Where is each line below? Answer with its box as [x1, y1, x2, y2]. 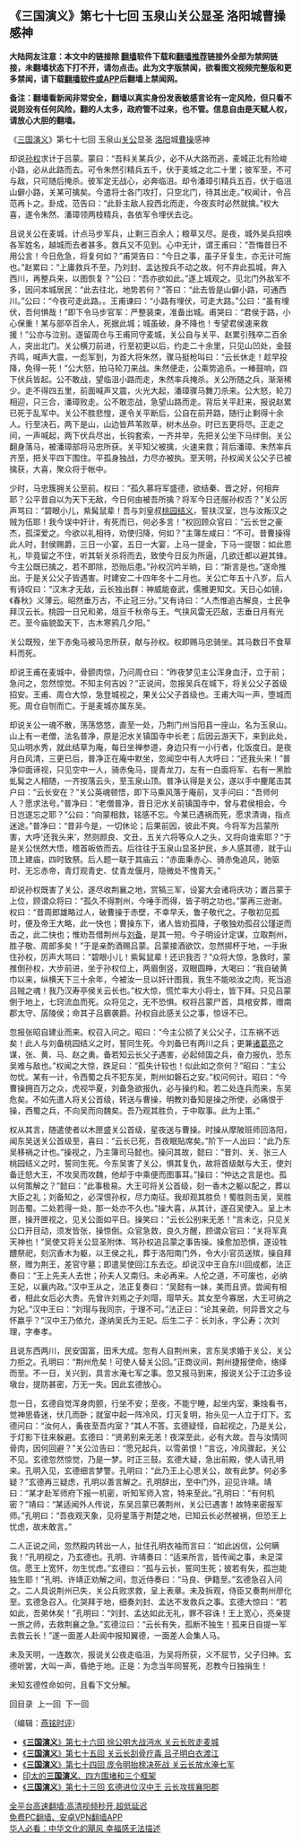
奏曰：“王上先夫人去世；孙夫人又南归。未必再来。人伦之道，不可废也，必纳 [9, 1270, 288, 1280]
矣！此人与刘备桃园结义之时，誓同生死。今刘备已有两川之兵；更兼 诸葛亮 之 [9, 1037, 284, 1048]
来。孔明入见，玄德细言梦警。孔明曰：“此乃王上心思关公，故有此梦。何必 [9, 1465, 280, 1476]
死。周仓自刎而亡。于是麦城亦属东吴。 [9, 700, 150, 711]
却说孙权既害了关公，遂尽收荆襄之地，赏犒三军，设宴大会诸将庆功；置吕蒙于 [9, 884, 292, 895]
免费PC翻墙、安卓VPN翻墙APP [9, 1811, 123, 1822]
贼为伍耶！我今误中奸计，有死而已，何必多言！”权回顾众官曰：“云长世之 [9, 516, 276, 527]
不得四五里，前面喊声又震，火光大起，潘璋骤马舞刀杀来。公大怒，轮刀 [32, 385, 292, 396]
